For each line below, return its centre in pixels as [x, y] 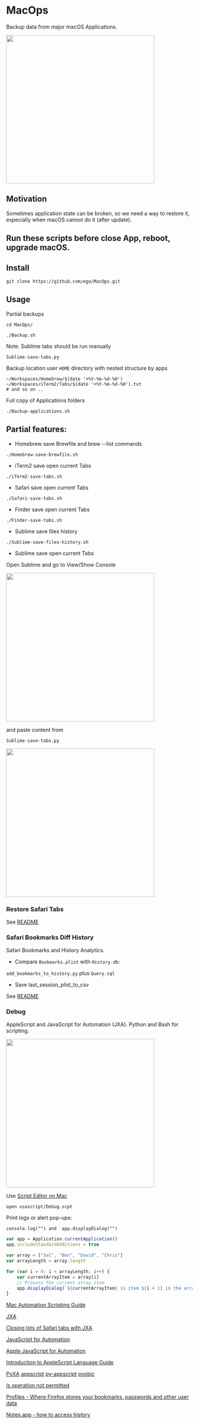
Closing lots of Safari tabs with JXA [49, 1328]
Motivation [27, 199]
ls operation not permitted [38, 1385]
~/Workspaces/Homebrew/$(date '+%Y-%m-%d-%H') [65, 379]
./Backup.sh [21, 335]
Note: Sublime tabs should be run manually [59, 346]
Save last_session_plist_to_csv [52, 985]
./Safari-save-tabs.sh [34, 498]
